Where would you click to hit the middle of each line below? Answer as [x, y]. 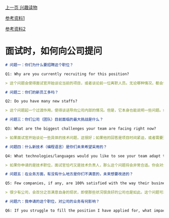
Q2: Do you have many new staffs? [41, 101]
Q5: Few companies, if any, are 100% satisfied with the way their [77, 183]
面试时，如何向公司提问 [54, 51]
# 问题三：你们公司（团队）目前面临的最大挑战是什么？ [54, 120]
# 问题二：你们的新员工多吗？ [32, 92]
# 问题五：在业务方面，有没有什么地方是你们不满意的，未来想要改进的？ [69, 174]
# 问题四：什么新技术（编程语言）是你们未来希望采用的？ [56, 147]
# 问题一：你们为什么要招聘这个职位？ [39, 65]
